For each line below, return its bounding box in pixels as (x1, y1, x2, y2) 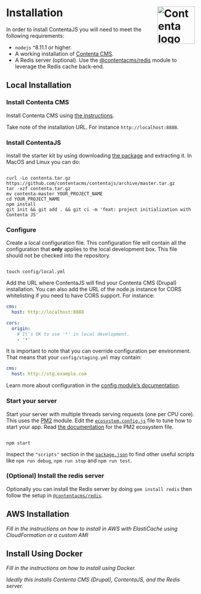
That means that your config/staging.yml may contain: (6, 354, 142, 361)
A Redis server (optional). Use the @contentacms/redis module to (14, 56, 178, 63)
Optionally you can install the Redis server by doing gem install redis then (6, 485, 193, 492)
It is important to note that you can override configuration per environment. (6, 347, 191, 354)
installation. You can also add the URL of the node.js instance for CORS (6, 286, 182, 293)
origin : (11, 325, 31, 332)
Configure (6, 225, 36, 234)
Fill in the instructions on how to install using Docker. (6, 565, 136, 572)
